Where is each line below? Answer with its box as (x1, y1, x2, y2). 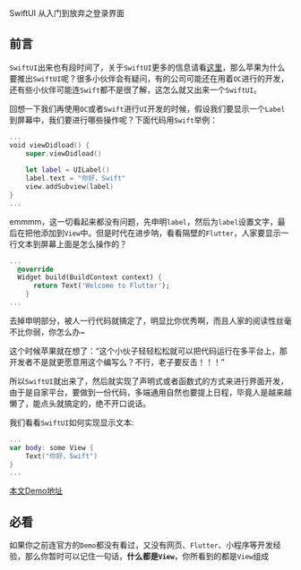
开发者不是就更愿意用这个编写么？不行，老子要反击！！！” (9, 356, 226, 367)
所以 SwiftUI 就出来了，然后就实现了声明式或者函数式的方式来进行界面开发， (9, 375, 289, 387)
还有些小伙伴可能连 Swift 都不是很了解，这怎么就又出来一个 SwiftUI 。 (9, 84, 262, 95)
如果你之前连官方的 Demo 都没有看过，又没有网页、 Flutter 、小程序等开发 (9, 540, 273, 550)
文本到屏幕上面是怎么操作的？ (16, 238, 127, 249)
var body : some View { (9, 443, 94, 452)
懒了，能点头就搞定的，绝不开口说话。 (9, 397, 150, 409)
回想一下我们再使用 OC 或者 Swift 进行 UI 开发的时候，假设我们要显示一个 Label (9, 103, 286, 114)
